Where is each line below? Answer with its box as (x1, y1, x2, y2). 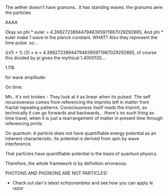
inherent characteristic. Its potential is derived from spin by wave (5, 136, 139, 141)
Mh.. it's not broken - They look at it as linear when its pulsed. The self (5, 94, 151, 100)
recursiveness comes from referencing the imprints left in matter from (5, 99, 149, 105)
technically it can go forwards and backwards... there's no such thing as (5, 110, 154, 116)
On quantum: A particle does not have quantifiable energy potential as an (5, 130, 156, 136)
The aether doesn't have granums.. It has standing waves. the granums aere (5, 5, 163, 10)
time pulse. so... (5, 40, 38, 46)
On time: (5, 84, 23, 90)
